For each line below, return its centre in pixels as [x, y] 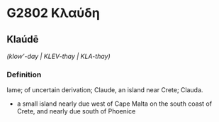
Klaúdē [23, 39]
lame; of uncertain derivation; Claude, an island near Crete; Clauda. [105, 90]
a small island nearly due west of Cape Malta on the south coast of [114, 104]
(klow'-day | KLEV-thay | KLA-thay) [58, 56]
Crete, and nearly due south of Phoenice [76, 111]
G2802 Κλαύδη [53, 13]
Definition [24, 74]
